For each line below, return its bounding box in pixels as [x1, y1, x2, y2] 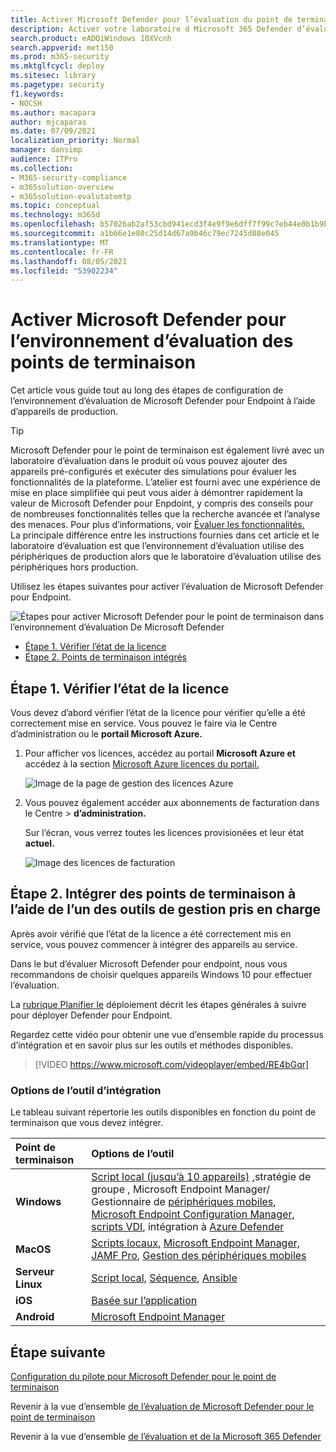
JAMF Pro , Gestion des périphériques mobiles [91, 1249, 307, 1263]
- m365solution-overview [10, 182, 114, 192]
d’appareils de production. [10, 406, 118, 418]
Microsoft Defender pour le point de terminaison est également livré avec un [10, 444, 325, 456]
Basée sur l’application [91, 1294, 198, 1308]
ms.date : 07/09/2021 [10, 126, 97, 136]
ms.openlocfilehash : [10, 219, 97, 230]
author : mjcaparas [10, 117, 87, 127]
